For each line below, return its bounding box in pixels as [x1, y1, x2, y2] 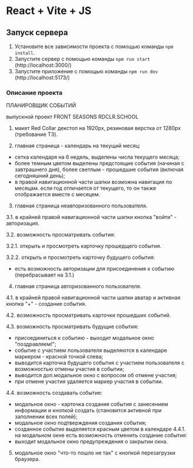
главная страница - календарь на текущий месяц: [14, 142, 141, 149]
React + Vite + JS [6, 4, 92, 18]
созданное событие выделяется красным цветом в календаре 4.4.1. [14, 426, 186, 433]
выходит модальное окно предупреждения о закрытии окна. [14, 438, 168, 445]
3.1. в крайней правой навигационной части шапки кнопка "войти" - [6, 214, 177, 221]
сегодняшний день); [14, 172, 66, 179]
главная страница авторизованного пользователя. [14, 283, 142, 290]
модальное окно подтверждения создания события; [14, 419, 147, 426]
